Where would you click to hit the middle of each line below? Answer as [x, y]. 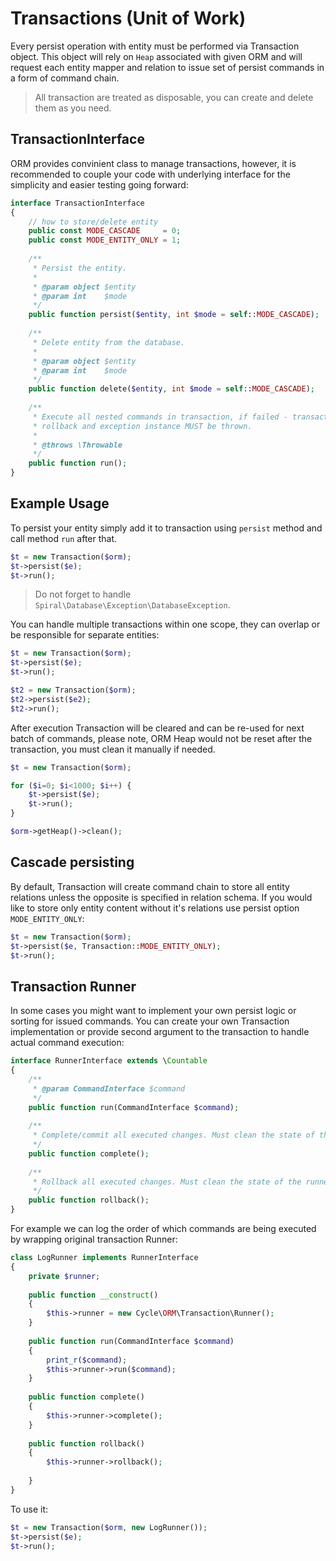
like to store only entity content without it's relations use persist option [155, 908]
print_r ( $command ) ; [87, 1360]
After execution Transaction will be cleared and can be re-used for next [157, 728]
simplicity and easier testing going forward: [99, 184]
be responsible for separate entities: [85, 635]
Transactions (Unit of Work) [128, 18]
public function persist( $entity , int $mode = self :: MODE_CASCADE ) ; [174, 315]
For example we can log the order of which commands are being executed [163, 1229]
